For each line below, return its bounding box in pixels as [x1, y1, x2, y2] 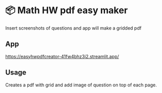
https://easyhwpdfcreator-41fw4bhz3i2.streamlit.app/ [5, 53, 119, 59]
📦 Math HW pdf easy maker [5, 5, 128, 16]
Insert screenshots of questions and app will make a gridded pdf [5, 25, 142, 31]
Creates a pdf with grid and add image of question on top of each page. [5, 82, 157, 88]
